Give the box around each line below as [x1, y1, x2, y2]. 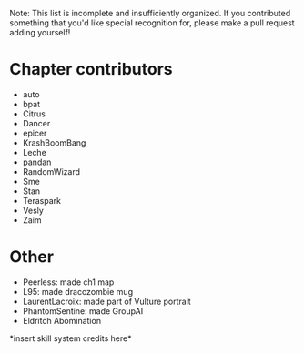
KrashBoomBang [22, 136, 86, 148]
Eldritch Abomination [22, 315, 102, 326]
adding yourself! [9, 27, 71, 37]
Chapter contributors [9, 59, 173, 80]
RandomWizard [22, 166, 80, 176]
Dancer [22, 117, 51, 128]
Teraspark [22, 195, 62, 206]
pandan [22, 156, 52, 167]
